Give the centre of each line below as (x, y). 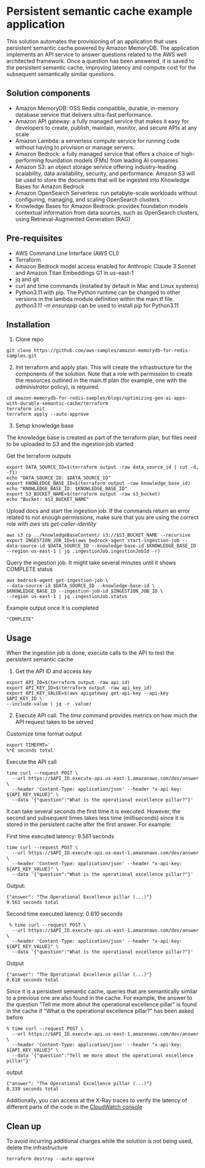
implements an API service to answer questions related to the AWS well (97, 54)
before (15, 1018)
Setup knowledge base (44, 426)
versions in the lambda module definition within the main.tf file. (95, 298)
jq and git (27, 279)
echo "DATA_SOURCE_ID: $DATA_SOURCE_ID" (59, 478)
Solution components (48, 93)
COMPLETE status (30, 569)
